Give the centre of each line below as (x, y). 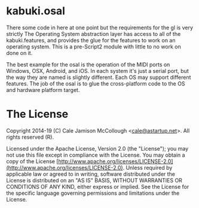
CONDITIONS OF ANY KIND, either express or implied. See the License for (98, 186)
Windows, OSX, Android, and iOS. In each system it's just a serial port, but (98, 71)
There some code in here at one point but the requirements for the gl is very (99, 27)
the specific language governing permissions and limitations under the (93, 193)
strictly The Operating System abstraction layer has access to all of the (94, 33)
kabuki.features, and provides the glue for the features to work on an (91, 40)
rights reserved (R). (30, 137)
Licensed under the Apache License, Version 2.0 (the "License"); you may (97, 148)
